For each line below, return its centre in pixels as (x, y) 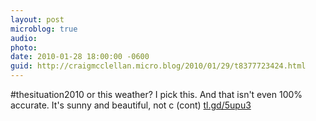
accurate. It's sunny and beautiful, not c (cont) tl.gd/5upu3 (131, 105)
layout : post (37, 19)
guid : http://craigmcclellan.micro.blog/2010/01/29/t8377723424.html (158, 66)
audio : (24, 38)
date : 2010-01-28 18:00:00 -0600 (80, 57)
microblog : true (44, 29)
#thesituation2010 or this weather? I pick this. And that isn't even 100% (156, 94)
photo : (24, 47)
